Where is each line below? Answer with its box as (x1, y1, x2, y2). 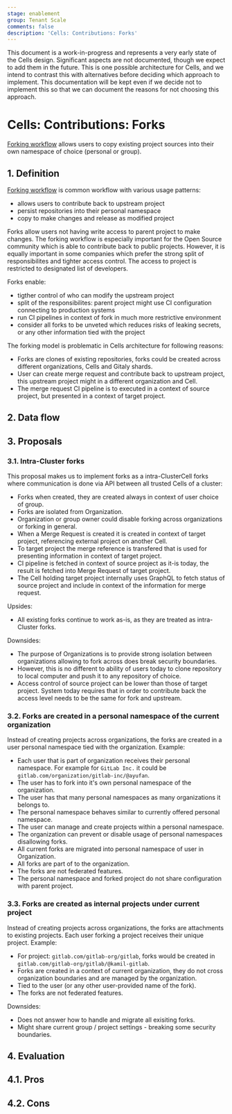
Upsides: (7, 602, 33, 610)
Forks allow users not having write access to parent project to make (7, 228, 201, 236)
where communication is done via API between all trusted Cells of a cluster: (7, 479, 223, 488)
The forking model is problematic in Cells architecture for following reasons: (7, 341, 224, 350)
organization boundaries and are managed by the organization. (17, 974, 197, 982)
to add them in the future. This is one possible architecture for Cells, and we (7, 63, 224, 71)
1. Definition (7, 167, 60, 179)
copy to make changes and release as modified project (17, 214, 175, 222)
